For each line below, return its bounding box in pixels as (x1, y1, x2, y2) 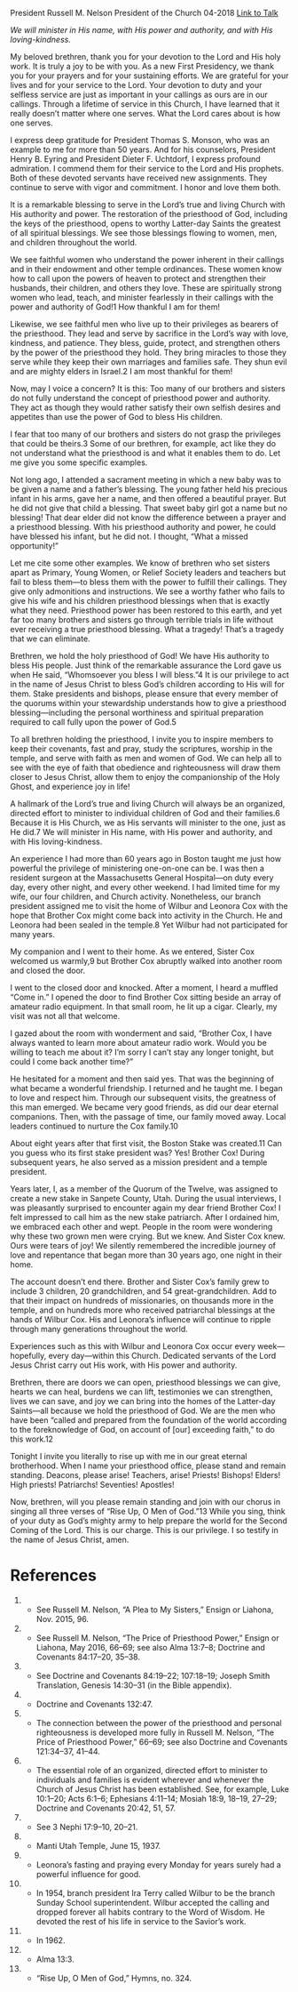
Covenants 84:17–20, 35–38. (35, 1651, 141, 1662)
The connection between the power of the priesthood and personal (35, 1717, 282, 1728)
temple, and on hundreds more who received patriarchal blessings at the (10, 1305, 276, 1315)
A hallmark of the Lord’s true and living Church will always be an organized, (10, 799, 286, 808)
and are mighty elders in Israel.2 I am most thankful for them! (10, 366, 233, 376)
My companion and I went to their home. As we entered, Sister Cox (10, 946, 255, 957)
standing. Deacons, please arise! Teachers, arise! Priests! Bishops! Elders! (10, 1470, 281, 1480)
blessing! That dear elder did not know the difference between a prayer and (10, 512, 286, 523)
